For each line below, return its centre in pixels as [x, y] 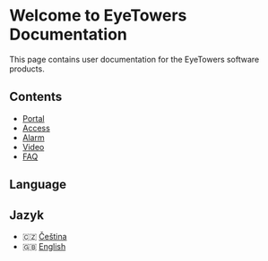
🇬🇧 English [44, 246]
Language [38, 185]
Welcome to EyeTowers [98, 16]
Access [36, 128]
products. [27, 69]
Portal [33, 118]
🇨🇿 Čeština [44, 236]
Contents [36, 97]
